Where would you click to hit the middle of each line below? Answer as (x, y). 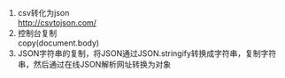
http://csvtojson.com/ (57, 23)
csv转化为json (43, 13)
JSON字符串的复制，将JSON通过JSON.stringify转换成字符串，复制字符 (147, 53)
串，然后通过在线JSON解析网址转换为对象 (94, 64)
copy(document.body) (58, 43)
